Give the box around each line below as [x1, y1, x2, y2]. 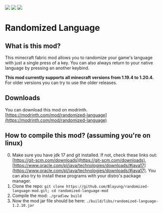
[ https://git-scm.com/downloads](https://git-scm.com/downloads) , [12, 157, 146, 163]
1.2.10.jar [12, 203, 35, 208]
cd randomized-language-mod [51, 188, 109, 193]
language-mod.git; [12, 188, 50, 193]
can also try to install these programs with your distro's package [12, 172, 141, 178]
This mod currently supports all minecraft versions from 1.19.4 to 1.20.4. [5, 75, 154, 80]
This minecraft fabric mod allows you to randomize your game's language [5, 55, 153, 61]
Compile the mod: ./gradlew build [12, 192, 82, 198]
